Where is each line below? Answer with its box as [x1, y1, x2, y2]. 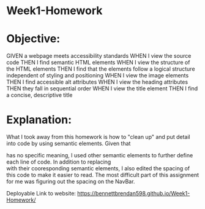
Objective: [6, 32, 61, 46]
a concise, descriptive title [6, 92, 73, 99]
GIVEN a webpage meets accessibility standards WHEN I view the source [6, 52, 192, 60]
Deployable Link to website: [6, 190, 76, 197]
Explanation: [6, 113, 72, 127]
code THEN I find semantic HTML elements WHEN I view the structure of [6, 59, 190, 66]
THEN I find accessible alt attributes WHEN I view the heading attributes [6, 78, 188, 86]
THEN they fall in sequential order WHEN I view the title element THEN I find [6, 85, 198, 92]
